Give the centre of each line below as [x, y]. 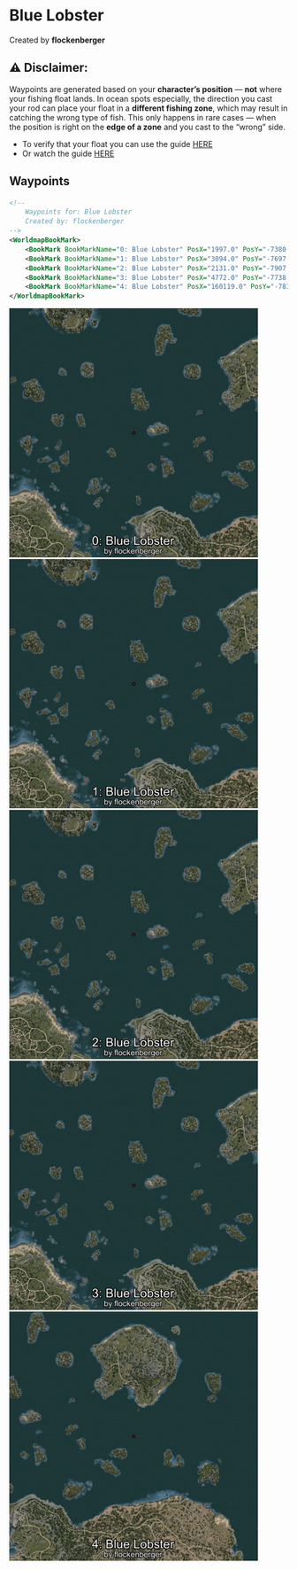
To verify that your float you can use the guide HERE [118, 144]
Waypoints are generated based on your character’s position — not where [146, 89]
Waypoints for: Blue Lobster [79, 212]
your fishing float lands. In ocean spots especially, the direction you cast [141, 98]
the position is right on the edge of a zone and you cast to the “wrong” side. [147, 127]
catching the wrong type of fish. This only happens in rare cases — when [143, 117]
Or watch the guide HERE [68, 153]
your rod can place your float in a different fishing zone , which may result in [148, 108]
